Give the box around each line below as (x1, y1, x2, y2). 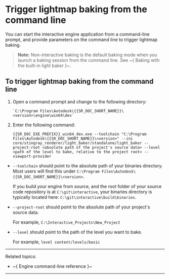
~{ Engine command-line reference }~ (12, 263, 93, 269)
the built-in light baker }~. (17, 62, 71, 68)
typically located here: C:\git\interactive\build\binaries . (12, 194, 137, 200)
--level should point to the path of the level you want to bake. (12, 229, 143, 235)
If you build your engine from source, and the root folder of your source (12, 183, 162, 189)
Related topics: (5, 253, 36, 259)
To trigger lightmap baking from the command (5, 77, 154, 86)
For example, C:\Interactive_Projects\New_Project (12, 219, 120, 225)
